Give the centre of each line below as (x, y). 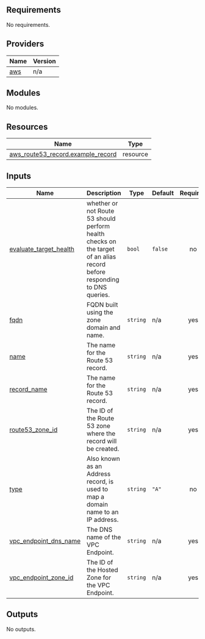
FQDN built (102, 305)
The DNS (99, 530)
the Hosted (102, 570)
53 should (101, 219)
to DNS (97, 287)
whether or (102, 204)
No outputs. (21, 629)
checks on (102, 241)
